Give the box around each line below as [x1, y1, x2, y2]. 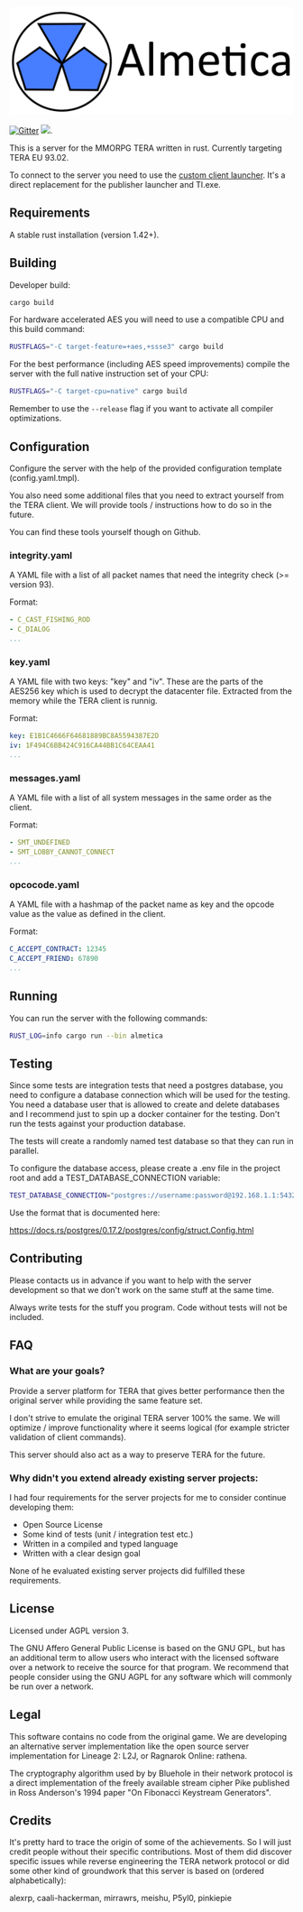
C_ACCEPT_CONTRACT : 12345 [9, 945, 106, 954]
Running [9, 989, 59, 1004]
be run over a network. [9, 1681, 95, 1692]
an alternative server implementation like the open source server [9, 1741, 250, 1751]
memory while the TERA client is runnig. [9, 696, 158, 707]
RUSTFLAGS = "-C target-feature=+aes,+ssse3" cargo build [9, 342, 224, 352]
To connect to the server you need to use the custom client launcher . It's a [9, 170, 286, 180]
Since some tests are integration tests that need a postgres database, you [9, 1080, 284, 1091]
